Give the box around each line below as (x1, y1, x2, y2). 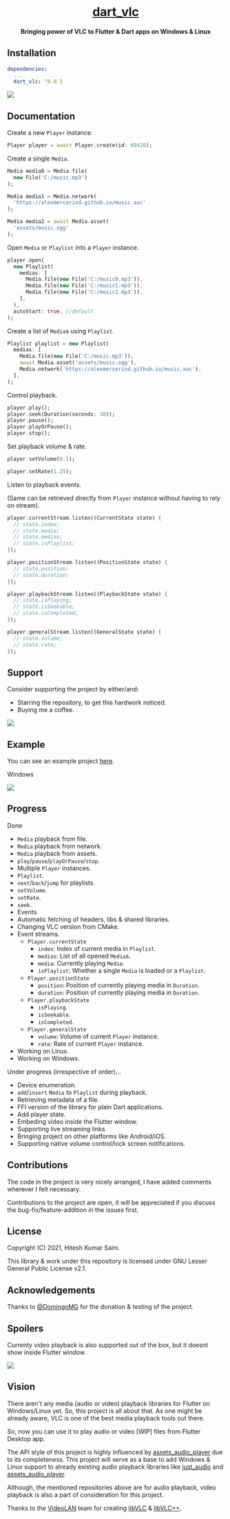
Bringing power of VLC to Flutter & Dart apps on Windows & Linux (20, 27, 211, 35)
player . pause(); (7, 417, 54, 424)
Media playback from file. (17, 835, 88, 843)
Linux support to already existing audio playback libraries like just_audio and (7, 1463, 224, 1471)
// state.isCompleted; (13, 610, 79, 617)
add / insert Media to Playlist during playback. (17, 1088, 148, 1096)
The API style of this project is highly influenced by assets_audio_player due (7, 1447, 223, 1456)
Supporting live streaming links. (17, 1124, 107, 1133)
